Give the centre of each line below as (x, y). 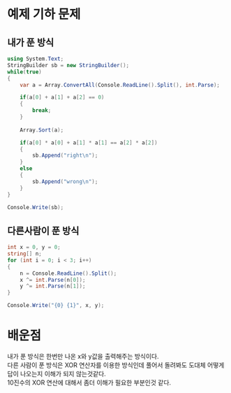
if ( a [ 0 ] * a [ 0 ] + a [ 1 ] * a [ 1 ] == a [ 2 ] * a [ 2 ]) (89, 143)
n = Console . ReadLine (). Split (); (68, 273)
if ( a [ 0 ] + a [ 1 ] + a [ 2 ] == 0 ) (62, 98)
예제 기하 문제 (44, 14)
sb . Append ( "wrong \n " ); (65, 181)
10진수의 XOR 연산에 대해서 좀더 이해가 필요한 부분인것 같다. (89, 383)
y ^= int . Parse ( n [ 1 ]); (53, 286)
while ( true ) (24, 72)
